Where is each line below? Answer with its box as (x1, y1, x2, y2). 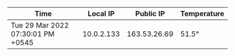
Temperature (180, 9, 225, 18)
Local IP (87, 9, 115, 18)
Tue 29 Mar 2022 (10, 21, 69, 30)
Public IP (135, 9, 166, 18)
